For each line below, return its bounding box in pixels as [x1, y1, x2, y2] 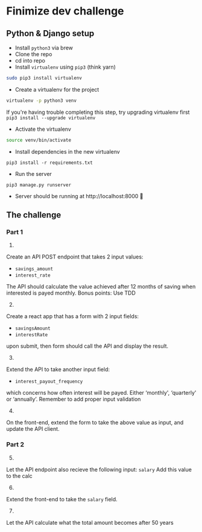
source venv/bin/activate [6, 137, 71, 143]
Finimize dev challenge [6, 4, 125, 18]
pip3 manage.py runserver [6, 182, 71, 188]
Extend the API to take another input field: [6, 366, 110, 373]
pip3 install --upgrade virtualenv [6, 114, 96, 121]
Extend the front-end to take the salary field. [6, 495, 118, 502]
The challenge [6, 210, 62, 221]
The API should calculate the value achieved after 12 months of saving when [6, 283, 196, 290]
